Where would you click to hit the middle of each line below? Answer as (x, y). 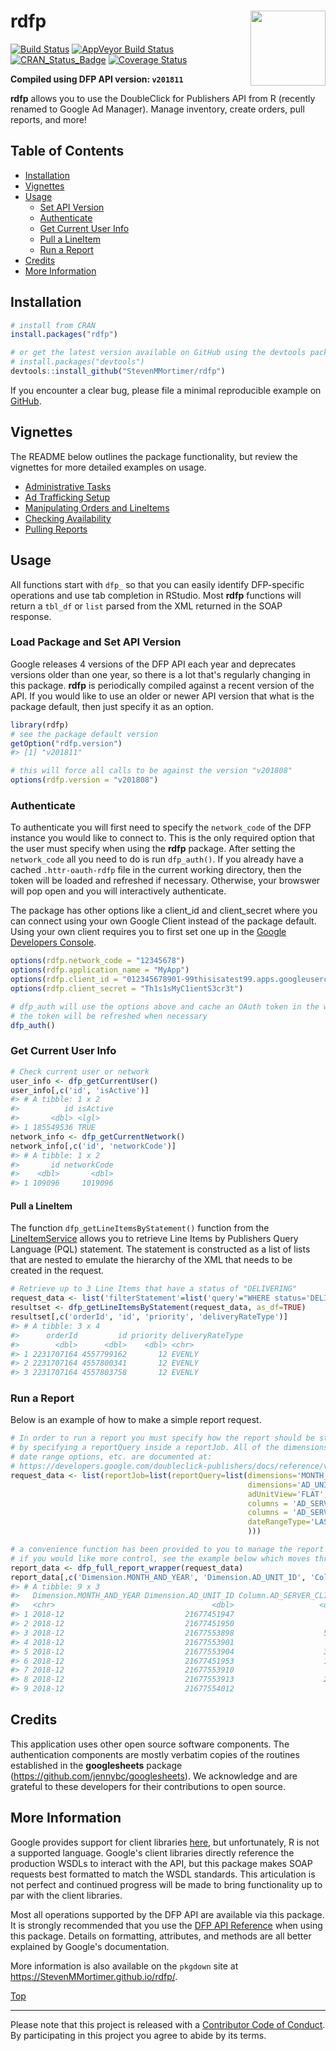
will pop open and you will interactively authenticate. (118, 891)
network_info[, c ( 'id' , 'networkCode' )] (93, 1146)
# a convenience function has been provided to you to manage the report (167, 1550)
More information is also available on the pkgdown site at (124, 1966)
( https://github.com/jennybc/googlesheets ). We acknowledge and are (154, 1776)
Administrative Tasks (68, 486)
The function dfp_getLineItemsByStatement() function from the (140, 1228)
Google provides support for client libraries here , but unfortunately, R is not (165, 1842)
